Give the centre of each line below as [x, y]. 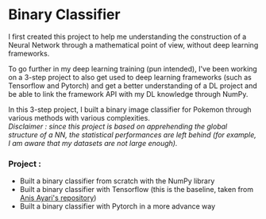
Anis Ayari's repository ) [58, 198]
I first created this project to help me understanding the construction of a [127, 36]
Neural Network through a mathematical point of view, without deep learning [133, 44]
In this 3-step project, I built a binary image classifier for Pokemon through [130, 109]
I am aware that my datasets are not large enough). [93, 143]
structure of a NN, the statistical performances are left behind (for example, [132, 134]
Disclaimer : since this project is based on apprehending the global [118, 126]
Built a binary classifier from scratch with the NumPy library [117, 181]
